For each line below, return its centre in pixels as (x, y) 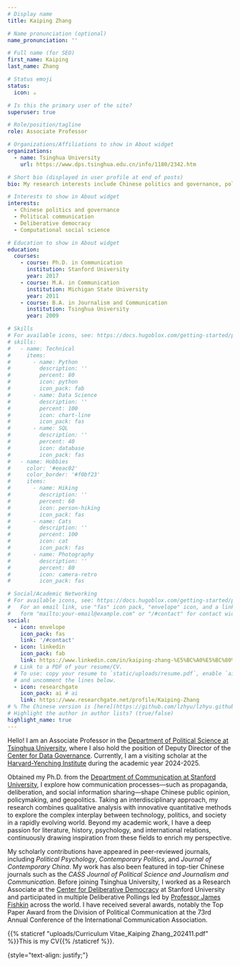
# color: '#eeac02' (43, 468)
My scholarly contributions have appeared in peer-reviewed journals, (109, 851)
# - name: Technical (41, 348)
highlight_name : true (40, 720)
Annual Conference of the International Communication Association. (108, 920)
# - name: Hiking (43, 488)
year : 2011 (42, 296)
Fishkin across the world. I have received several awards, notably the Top (115, 905)
